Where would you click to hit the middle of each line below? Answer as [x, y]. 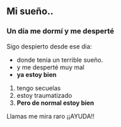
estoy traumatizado [44, 95]
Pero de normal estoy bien [55, 103]
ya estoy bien [37, 74]
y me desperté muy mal [50, 67]
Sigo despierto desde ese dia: [49, 46]
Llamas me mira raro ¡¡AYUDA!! [51, 116]
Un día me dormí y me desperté [60, 31]
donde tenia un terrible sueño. [60, 60]
